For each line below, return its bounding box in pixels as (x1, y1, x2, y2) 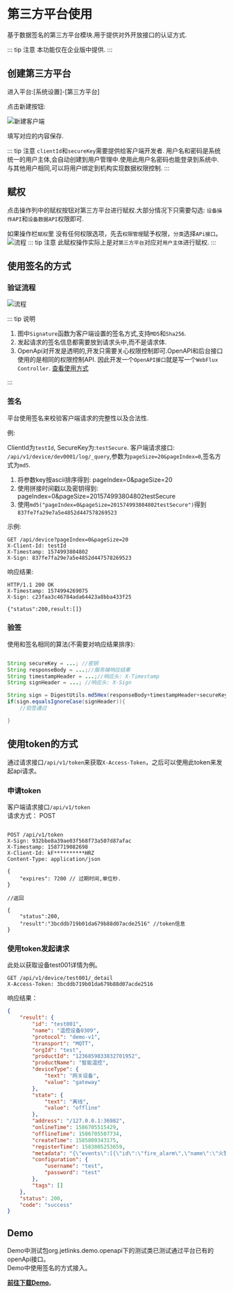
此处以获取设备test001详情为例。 (7, 961, 101, 969)
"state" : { (32, 1092, 64, 1099)
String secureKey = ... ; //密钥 (7, 660, 98, 667)
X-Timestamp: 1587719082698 (7, 843, 89, 851)
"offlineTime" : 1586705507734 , (32, 1130, 123, 1137)
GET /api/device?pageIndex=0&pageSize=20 (7, 536, 129, 543)
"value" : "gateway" (44, 1078, 101, 1085)
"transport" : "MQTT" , (32, 1040, 95, 1047)
